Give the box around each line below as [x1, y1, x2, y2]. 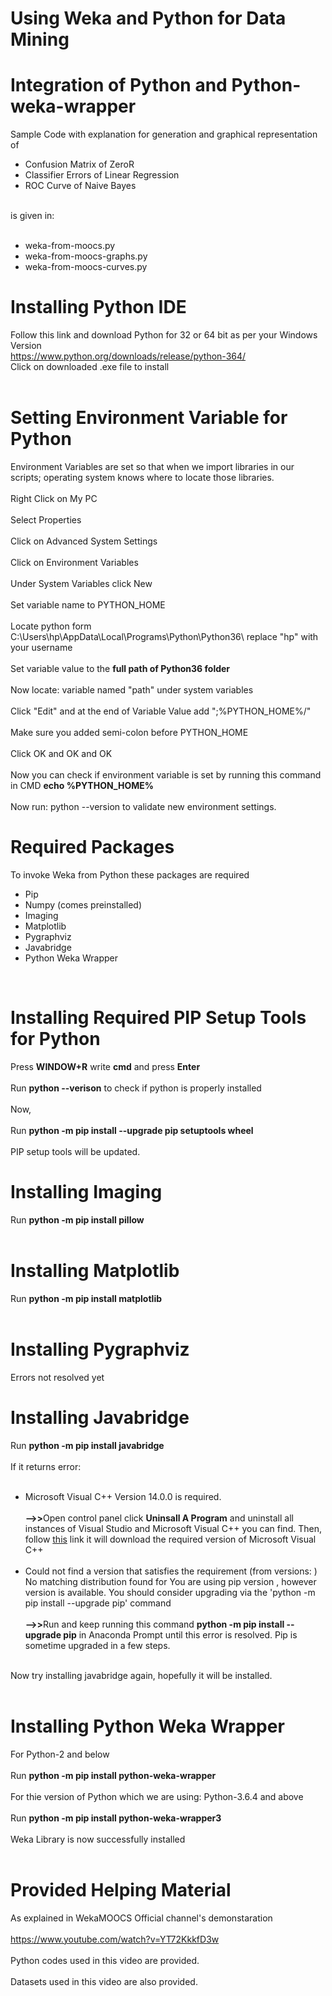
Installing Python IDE [10, 296, 187, 319]
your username [10, 642, 73, 653]
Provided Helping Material [10, 1878, 232, 1901]
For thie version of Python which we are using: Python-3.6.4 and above [10, 1790, 304, 1802]
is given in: [10, 210, 55, 222]
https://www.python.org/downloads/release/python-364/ [10, 350, 247, 362]
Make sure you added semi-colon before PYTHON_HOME [10, 727, 249, 738]
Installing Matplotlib [10, 1260, 180, 1282]
